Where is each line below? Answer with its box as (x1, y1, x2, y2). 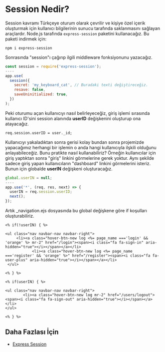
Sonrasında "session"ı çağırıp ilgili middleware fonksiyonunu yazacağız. (5, 54, 153, 60)
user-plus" (5, 258, 28, 263)
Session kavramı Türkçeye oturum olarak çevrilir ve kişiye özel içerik (5, 20, 146, 26)
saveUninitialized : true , (14, 92, 68, 97)
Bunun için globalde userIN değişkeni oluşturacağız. (5, 166, 113, 172)
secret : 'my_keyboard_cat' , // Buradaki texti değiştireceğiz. (14, 82, 149, 88)
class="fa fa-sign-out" (25, 297, 75, 302)
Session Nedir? (5, 3, 70, 15)
